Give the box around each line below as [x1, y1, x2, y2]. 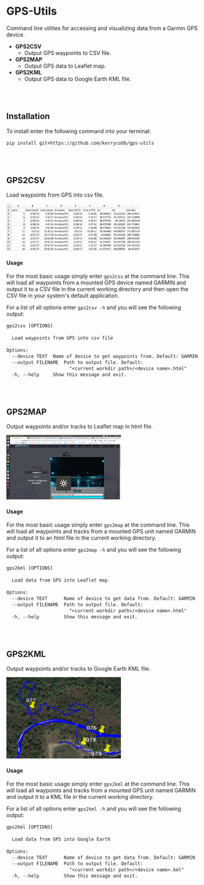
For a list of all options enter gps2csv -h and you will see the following [6, 304, 181, 311]
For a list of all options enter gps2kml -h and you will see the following [6, 805, 181, 812]
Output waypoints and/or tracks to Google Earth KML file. [6, 665, 151, 672]
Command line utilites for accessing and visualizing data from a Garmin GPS [6, 24, 198, 32]
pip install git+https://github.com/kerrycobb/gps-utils [6, 140, 155, 146]
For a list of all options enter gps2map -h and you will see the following [6, 546, 181, 554]
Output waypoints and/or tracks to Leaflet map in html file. [6, 423, 153, 430]
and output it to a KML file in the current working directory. [6, 793, 154, 801]
